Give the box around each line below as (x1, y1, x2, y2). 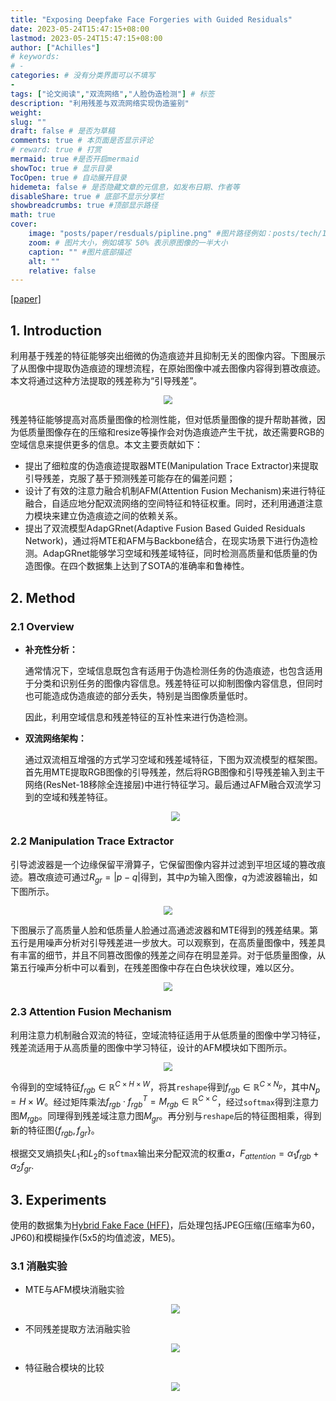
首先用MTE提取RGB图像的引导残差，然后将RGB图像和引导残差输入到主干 (24, 766, 326, 778)
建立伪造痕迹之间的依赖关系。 (59, 510, 183, 522)
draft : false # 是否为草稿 (10, 126, 115, 136)
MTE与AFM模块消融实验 (24, 1284, 125, 1296)
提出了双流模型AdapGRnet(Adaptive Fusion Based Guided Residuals (24, 522, 306, 535)
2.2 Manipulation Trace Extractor (10, 834, 175, 848)
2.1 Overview (10, 619, 75, 633)
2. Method (10, 589, 76, 606)
